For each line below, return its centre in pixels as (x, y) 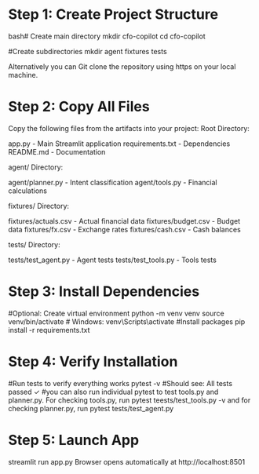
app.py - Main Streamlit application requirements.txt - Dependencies (119, 144)
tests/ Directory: (34, 244)
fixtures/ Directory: (38, 206)
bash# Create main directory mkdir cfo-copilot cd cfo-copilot (107, 36)
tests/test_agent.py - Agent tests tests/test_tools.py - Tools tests (113, 260)
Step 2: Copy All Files (79, 107)
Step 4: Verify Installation (93, 362)
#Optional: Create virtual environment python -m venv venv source (117, 313)
